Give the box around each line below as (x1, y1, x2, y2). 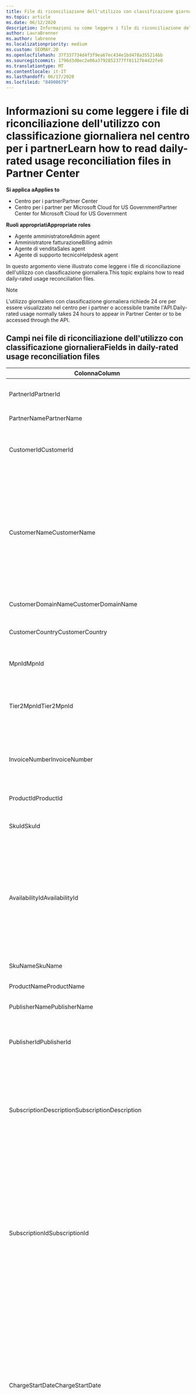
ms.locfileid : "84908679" (6, 80, 69, 86)
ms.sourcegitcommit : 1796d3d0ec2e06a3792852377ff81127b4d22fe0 (6, 57, 163, 63)
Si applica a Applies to (6, 186, 60, 193)
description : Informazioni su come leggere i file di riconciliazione (6, 25, 181, 31)
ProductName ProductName (9, 982, 85, 990)
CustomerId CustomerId (9, 446, 73, 454)
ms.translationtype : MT (6, 63, 64, 69)
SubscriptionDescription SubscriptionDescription (9, 1106, 142, 1114)
